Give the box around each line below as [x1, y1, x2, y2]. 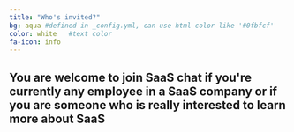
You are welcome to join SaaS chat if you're [9, 70, 253, 84]
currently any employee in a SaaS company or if [9, 84, 278, 99]
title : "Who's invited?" [9, 12, 101, 22]
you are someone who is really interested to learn [9, 98, 287, 113]
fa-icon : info [9, 37, 62, 47]
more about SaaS [9, 111, 106, 126]
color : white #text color [9, 29, 113, 38]
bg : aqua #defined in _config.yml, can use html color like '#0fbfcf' [9, 21, 275, 30]
